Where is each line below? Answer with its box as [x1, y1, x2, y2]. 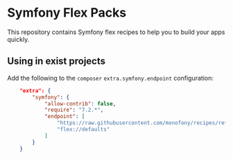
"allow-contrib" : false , [44, 100, 116, 107]
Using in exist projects [7, 56, 106, 67]
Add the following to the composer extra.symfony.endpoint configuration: [7, 74, 214, 82]
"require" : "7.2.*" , [44, 106, 104, 114]
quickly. [7, 35, 30, 43]
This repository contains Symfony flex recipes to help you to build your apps [7, 28, 225, 36]
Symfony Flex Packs [7, 5, 127, 21]
